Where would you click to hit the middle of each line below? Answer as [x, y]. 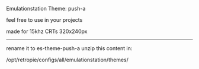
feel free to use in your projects [44, 20]
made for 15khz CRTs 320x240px [47, 31]
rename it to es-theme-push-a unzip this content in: [69, 48]
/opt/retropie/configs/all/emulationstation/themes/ [68, 60]
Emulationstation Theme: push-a [46, 9]
